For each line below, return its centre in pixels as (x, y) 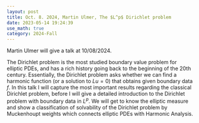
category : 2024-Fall (32, 34)
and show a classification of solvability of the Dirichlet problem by (87, 107)
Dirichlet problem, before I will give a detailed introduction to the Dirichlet (96, 94)
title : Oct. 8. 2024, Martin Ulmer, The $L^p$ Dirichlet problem (89, 17)
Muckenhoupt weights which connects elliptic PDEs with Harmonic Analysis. (100, 113)
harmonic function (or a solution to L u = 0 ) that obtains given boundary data (100, 81)
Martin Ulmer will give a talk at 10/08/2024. (59, 51)
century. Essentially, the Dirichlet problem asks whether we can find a (92, 75)
